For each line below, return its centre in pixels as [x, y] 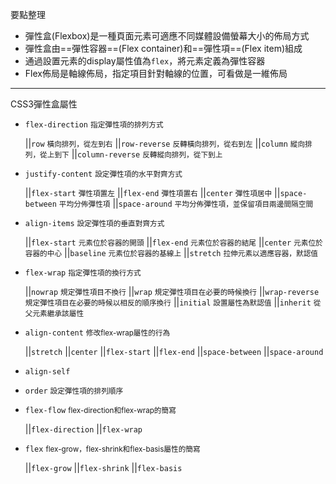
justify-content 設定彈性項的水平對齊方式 [103, 174]
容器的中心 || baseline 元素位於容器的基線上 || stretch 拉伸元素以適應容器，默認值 [171, 252]
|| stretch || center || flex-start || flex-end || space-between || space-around [174, 351]
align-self [47, 372]
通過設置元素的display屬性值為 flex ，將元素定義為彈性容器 [145, 61]
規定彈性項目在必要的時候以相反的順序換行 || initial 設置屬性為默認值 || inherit [168, 302]
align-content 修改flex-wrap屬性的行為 [97, 333]
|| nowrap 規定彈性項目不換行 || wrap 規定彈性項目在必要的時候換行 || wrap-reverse [172, 291]
